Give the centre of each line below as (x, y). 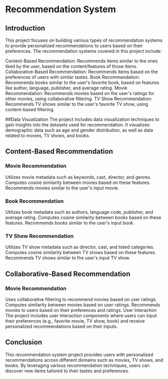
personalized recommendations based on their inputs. (61, 326)
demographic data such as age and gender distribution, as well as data (79, 130)
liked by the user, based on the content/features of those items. (71, 66)
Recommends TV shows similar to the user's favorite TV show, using (77, 104)
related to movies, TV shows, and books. (48, 135)
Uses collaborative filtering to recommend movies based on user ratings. (81, 299)
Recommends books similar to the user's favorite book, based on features (82, 83)
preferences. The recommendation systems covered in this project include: (83, 51)
